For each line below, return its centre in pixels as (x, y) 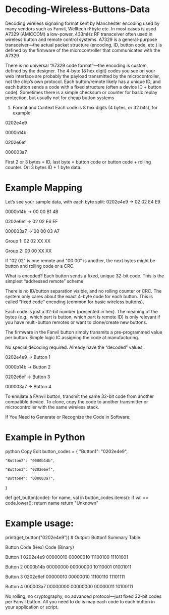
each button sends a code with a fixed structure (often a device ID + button (83, 87)
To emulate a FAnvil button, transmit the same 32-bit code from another (80, 396)
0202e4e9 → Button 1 (28, 357)
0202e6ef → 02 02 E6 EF (32, 221)
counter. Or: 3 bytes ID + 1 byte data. (43, 167)
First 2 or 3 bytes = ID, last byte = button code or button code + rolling (78, 162)
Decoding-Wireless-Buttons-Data (78, 9)
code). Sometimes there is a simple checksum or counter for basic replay (81, 92)
